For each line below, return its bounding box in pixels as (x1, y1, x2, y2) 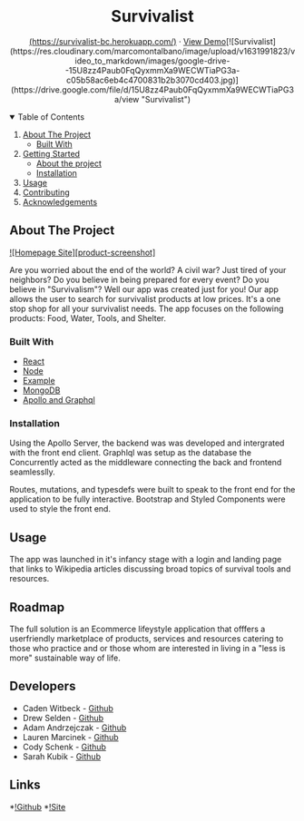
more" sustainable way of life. (9, 652, 121, 663)
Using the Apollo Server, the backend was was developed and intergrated (9, 437, 285, 449)
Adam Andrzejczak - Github (22, 722, 127, 733)
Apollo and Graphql (22, 395, 95, 406)
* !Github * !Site (9, 801, 66, 812)
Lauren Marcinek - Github (22, 731, 120, 742)
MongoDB (22, 385, 61, 396)
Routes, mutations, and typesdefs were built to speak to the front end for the (9, 484, 296, 495)
